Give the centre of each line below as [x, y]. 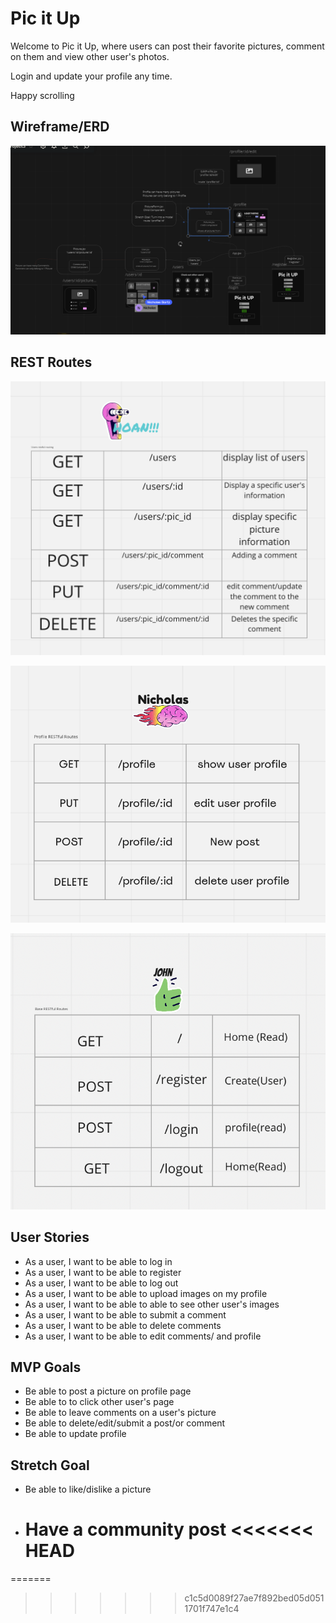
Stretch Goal [50, 1465]
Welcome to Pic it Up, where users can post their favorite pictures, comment [167, 46]
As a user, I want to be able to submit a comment [125, 1314]
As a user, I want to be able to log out [101, 1283]
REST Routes [51, 362]
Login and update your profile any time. [91, 76]
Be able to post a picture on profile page [108, 1391]
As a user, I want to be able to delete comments [123, 1325]
